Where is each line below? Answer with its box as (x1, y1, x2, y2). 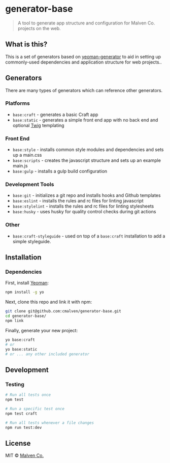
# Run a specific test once (5, 406, 65, 411)
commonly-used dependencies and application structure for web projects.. (5, 59, 162, 65)
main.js (12, 163, 28, 169)
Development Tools (5, 181, 54, 188)
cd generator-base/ (5, 313, 47, 319)
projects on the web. (17, 25, 61, 31)
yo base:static (5, 346, 38, 352)
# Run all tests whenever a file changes (5, 420, 94, 425)
